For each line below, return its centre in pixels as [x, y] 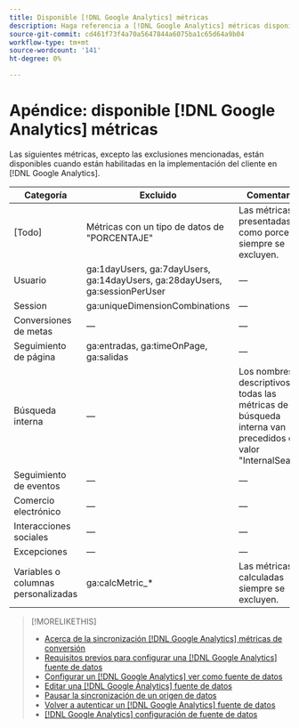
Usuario [30, 279]
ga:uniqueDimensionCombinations [158, 305]
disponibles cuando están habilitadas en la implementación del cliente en [143, 163]
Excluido [158, 195]
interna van [263, 426]
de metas [33, 331]
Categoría [45, 195]
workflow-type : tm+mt [49, 42]
